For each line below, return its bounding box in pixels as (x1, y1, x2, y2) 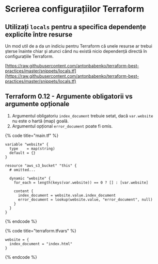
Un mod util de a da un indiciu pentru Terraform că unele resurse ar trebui (5, 43, 153, 49)
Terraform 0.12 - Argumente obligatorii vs (5, 92, 133, 100)
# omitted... (9, 167, 36, 172)
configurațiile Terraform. (5, 53, 54, 59)
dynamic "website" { (9, 176, 51, 181)
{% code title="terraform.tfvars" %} (5, 228, 77, 233)
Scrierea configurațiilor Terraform (5, 3, 144, 15)
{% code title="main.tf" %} (5, 132, 59, 138)
